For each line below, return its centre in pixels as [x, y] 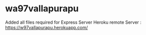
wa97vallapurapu [42, 9]
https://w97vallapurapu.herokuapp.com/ [47, 27]
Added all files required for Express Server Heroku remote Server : [73, 22]
